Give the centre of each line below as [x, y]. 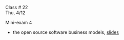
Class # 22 [17, 7]
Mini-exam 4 [19, 23]
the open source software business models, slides [66, 32]
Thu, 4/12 [15, 13]
